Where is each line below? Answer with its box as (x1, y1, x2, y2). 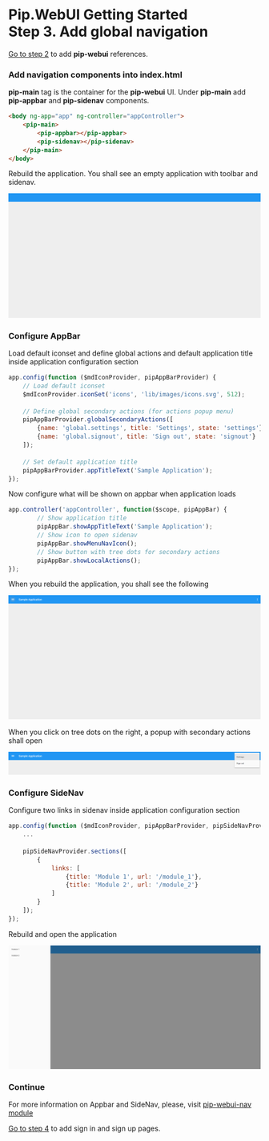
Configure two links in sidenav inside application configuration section (8, 806, 240, 815)
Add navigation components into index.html (8, 69, 183, 80)
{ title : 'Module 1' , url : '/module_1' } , (65, 873, 203, 881)
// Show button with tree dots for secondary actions (37, 548, 220, 556)
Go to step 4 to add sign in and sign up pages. (8, 1123, 161, 1134)
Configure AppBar (8, 330, 81, 341)
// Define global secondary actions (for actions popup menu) (22, 407, 235, 416)
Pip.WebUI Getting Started (8, 6, 188, 24)
